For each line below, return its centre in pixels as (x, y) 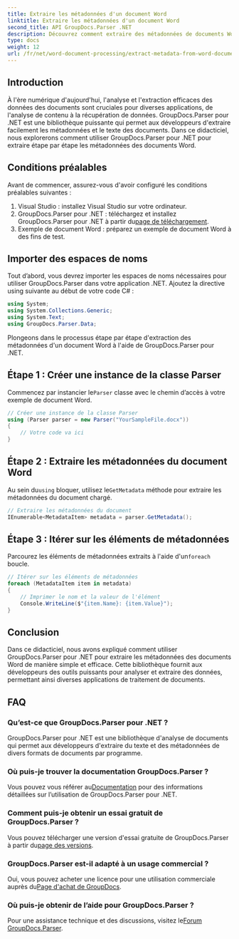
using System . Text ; (36, 318)
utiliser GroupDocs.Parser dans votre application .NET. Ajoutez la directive (116, 284)
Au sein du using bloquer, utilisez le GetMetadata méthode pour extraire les (115, 489)
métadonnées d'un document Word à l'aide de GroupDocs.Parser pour (111, 345)
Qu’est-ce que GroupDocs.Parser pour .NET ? (88, 722)
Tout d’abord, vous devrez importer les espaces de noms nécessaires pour (117, 276)
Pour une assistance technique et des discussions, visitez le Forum (105, 920)
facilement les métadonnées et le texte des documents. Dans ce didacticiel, (118, 130)
